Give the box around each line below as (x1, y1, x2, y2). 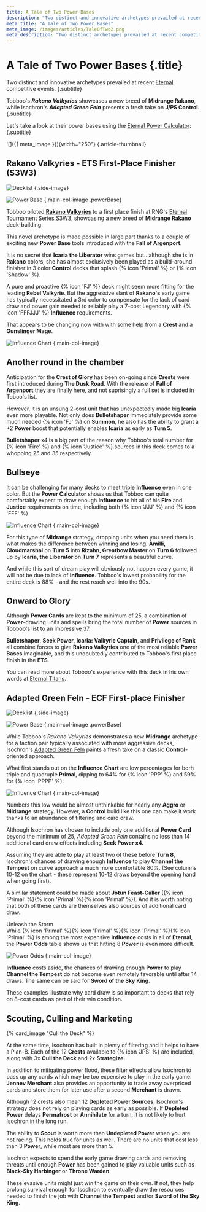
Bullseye (6, 467, 40, 478)
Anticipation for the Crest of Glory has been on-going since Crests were (6, 373, 190, 381)
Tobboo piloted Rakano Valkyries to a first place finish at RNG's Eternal (6, 208, 188, 215)
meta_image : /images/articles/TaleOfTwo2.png (6, 26, 124, 33)
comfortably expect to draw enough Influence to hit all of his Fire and (6, 496, 183, 504)
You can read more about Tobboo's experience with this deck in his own (6, 668, 189, 676)
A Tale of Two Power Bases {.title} (6, 58, 183, 72)
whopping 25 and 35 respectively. (6, 449, 93, 456)
